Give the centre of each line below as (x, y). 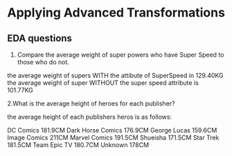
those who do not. (43, 62)
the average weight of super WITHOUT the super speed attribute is (103, 83)
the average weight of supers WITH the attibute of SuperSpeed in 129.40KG (115, 75)
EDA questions (40, 38)
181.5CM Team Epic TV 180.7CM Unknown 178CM (78, 145)
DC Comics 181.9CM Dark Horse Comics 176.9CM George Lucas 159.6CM (112, 130)
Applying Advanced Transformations (116, 13)
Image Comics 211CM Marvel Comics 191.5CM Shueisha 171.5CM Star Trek (113, 137)
